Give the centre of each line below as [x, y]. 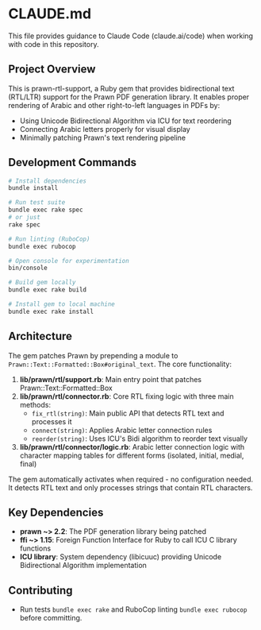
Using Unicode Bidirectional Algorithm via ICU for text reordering [125, 121]
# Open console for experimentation [69, 261]
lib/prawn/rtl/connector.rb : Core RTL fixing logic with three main [127, 396]
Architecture [40, 336]
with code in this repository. [54, 44]
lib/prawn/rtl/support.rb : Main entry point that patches [111, 379]
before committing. [51, 618]
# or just [25, 218]
